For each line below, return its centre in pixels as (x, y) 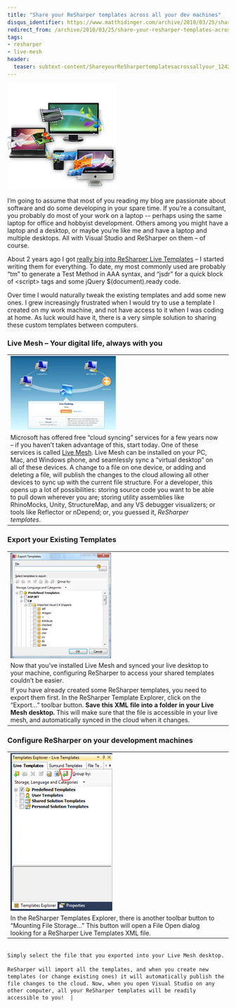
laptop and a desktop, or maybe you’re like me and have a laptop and (107, 230)
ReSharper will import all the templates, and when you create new (108, 970)
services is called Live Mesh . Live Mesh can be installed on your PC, (109, 453)
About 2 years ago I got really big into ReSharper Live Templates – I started (116, 259)
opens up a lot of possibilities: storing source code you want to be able (112, 490)
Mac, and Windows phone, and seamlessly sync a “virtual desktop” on (112, 460)
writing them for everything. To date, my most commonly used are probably (117, 266)
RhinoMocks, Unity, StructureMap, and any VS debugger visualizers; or (113, 505)
